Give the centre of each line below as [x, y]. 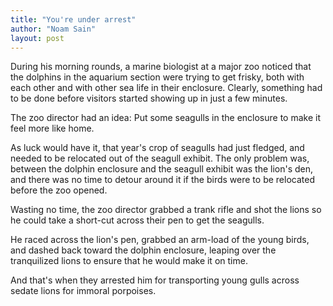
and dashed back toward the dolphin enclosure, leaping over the [143, 250]
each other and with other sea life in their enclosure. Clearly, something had [166, 88]
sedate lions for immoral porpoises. [83, 291]
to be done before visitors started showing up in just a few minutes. [149, 98]
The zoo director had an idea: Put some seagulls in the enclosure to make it [166, 118]
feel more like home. [52, 128]
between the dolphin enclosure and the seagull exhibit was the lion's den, [162, 169]
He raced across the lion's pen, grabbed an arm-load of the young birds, [160, 240]
